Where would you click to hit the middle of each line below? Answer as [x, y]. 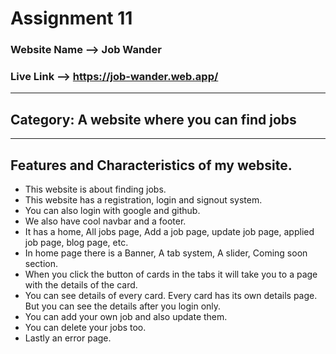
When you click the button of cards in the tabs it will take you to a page [171, 274]
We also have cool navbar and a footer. [105, 221]
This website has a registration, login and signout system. [143, 200]
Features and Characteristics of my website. [151, 165]
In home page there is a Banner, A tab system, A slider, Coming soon [166, 253]
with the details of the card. [81, 285]
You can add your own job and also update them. [126, 317]
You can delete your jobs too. [85, 328]
